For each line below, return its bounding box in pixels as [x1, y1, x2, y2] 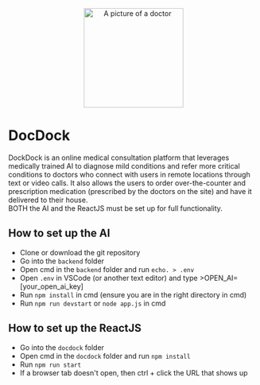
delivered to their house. [8, 195, 88, 204]
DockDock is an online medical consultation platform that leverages [8, 153, 230, 162]
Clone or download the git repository [19, 247, 141, 257]
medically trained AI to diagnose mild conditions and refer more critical [8, 161, 240, 170]
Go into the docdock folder [19, 342, 105, 352]
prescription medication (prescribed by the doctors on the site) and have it [8, 186, 252, 196]
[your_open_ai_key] [19, 282, 83, 291]
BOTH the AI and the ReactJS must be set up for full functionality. [8, 203, 223, 213]
